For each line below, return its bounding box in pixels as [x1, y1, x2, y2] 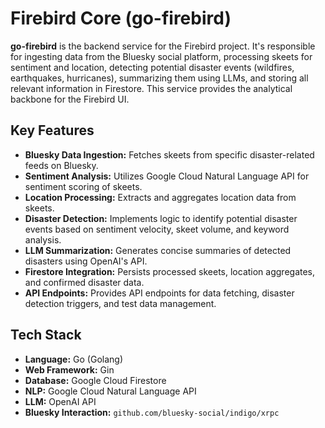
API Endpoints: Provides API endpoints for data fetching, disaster [24, 287, 295, 299]
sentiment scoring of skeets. [24, 180, 143, 192]
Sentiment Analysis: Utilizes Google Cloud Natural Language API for [24, 170, 310, 182]
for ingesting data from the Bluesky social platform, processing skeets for [10, 50, 313, 62]
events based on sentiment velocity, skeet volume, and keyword [24, 223, 290, 235]
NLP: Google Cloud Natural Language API [24, 385, 197, 397]
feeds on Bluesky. [24, 159, 99, 171]
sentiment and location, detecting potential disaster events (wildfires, [10, 61, 295, 73]
